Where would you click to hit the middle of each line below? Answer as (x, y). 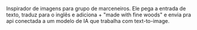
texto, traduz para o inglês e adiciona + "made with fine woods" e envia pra (99, 15)
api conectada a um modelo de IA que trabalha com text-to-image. (88, 21)
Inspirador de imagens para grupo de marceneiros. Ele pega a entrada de (96, 9)
